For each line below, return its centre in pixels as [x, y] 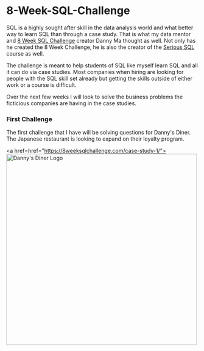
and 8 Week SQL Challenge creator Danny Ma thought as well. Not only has [101, 40]
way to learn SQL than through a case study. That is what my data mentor [99, 34]
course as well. [25, 53]
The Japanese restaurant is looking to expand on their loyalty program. [95, 139]
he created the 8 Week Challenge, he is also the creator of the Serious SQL [100, 47]
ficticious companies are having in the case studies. [72, 103]
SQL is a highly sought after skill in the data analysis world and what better [100, 28]
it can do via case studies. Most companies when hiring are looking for [95, 72]
